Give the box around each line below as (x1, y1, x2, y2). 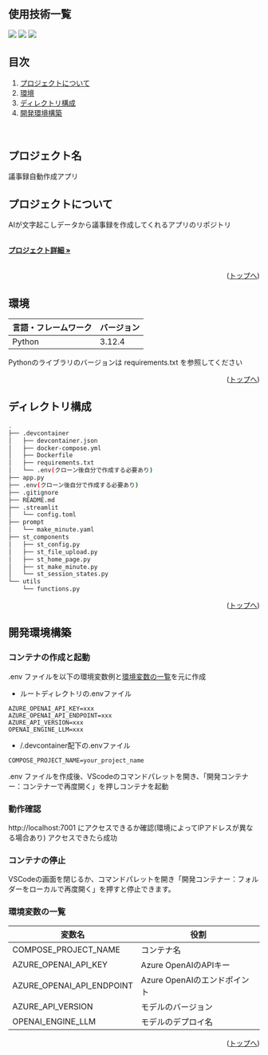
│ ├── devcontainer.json (8, 437, 98, 445)
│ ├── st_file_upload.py (8, 547, 98, 556)
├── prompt (8, 518, 45, 527)
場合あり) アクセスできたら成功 (14, 832, 118, 842)
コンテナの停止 (8, 855, 66, 866)
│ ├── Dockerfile (8, 452, 73, 460)
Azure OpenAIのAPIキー (140, 959, 231, 970)
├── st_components (8, 533, 69, 541)
